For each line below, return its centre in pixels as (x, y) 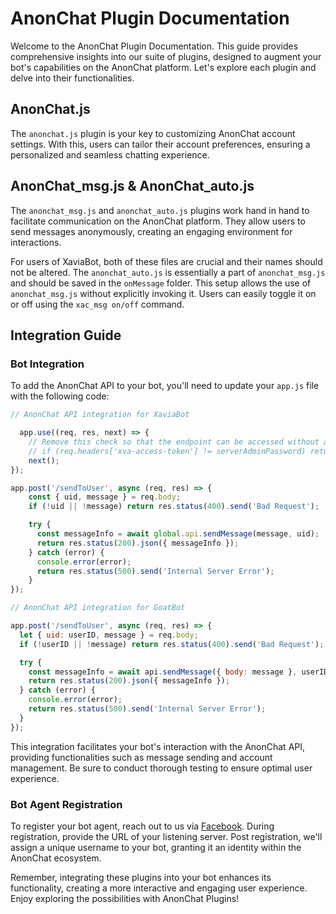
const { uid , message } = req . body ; (105, 497)
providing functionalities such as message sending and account (141, 757)
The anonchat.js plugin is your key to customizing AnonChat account (153, 133)
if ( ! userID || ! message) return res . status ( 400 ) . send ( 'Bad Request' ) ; (172, 644)
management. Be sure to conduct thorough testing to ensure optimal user (161, 768)
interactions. (36, 242)
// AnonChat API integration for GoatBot (98, 608)
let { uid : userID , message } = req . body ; (109, 635)
